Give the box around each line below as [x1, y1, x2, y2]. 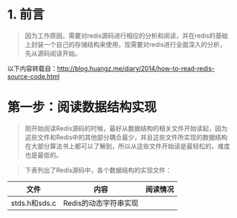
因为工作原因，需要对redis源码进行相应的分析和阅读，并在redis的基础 [24, 31, 228, 40]
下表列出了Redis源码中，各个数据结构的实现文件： [24, 165, 172, 174]
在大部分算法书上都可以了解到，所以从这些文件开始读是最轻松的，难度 [24, 141, 231, 150]
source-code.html [7, 72, 60, 80]
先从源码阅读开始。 [24, 49, 82, 58]
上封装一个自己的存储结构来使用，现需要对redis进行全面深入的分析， [24, 40, 226, 48]
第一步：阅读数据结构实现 [7, 99, 158, 116]
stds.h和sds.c [11, 198, 57, 208]
